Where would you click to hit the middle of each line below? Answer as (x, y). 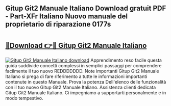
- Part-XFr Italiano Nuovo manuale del (67, 17)
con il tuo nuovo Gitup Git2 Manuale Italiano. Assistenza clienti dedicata (81, 87)
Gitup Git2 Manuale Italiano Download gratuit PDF (86, 8)
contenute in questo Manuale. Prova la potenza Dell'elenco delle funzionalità (86, 82)
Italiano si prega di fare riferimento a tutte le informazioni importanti (76, 76)
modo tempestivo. (24, 98)
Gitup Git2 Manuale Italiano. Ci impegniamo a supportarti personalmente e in (86, 93)
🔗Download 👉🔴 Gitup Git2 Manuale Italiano (76, 45)
